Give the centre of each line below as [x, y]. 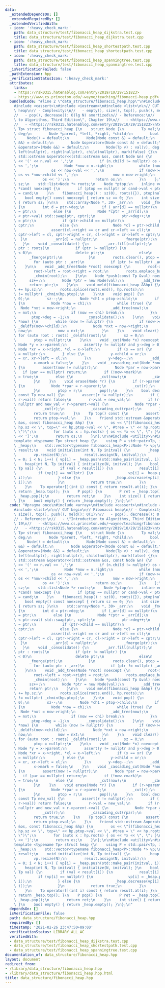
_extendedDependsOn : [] [34, 14]
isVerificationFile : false [37, 913]
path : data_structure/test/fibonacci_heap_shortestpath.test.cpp [82, 46]
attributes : [22, 83]
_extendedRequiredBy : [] [35, 19]
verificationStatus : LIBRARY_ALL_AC [47, 932]
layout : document [23, 959]
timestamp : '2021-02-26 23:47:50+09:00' [51, 927]
